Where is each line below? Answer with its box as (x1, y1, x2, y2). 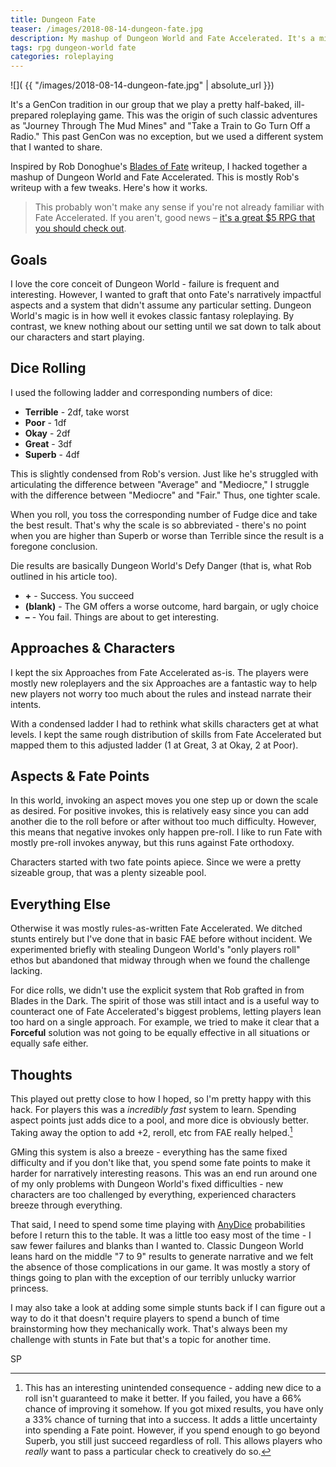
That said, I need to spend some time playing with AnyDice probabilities (10, 1218, 306, 1230)
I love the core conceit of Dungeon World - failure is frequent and (10, 277, 280, 290)
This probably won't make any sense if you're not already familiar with (34, 201, 325, 213)
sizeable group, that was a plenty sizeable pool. (10, 867, 207, 879)
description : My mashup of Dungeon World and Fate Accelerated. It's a (10, 33, 315, 43)
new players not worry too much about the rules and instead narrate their (10, 687, 312, 700)
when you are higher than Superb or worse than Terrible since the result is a (10, 529, 325, 541)
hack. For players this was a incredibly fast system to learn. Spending (10, 1104, 297, 1115)
